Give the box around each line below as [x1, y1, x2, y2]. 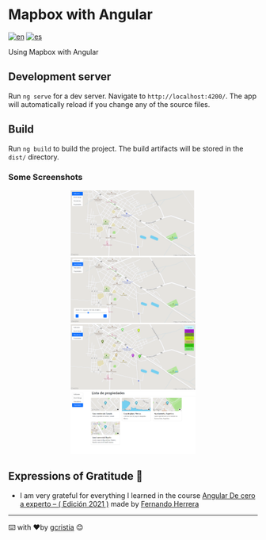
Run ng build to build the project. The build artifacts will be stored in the [8, 144, 244, 153]
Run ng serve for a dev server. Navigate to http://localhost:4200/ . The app [8, 91, 257, 101]
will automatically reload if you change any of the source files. [8, 99, 211, 109]
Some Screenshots [8, 172, 83, 183]
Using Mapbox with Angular [8, 47, 99, 56]
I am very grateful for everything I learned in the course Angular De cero [19, 490, 256, 500]
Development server [8, 70, 112, 84]
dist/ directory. [8, 152, 59, 162]
